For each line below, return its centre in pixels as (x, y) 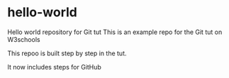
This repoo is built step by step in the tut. (67, 53)
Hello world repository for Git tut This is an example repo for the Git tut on (115, 32)
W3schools (24, 39)
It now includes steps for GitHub (54, 67)
